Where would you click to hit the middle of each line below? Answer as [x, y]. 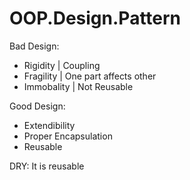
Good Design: [37, 106]
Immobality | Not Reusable [78, 86]
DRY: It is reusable [47, 166]
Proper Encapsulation [68, 136]
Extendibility [49, 125]
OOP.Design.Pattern [95, 18]
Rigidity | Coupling [62, 65]
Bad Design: [34, 46]
